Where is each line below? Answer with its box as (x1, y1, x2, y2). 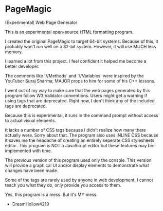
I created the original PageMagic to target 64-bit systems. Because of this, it (5, 38, 158, 44)
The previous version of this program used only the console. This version (5, 157, 152, 163)
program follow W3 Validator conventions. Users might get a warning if (5, 93, 147, 98)
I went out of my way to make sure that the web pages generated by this (5, 87, 150, 93)
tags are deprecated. (5, 103, 47, 109)
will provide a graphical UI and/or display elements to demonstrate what (5, 162, 149, 168)
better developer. (5, 63, 40, 69)
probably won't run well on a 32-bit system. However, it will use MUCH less (5, 43, 156, 49)
